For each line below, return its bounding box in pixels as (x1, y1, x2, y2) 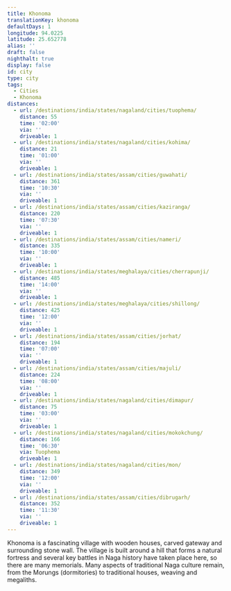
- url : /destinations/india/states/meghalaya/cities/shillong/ (13, 300, 200, 307)
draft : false (7, 49, 45, 56)
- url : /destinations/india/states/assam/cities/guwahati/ (13, 171, 188, 178)
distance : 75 (19, 404, 58, 411)
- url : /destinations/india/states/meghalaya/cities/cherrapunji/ (13, 268, 209, 275)
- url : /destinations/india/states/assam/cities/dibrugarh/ (13, 494, 191, 501)
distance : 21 (19, 146, 58, 153)
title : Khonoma (7, 10, 51, 17)
